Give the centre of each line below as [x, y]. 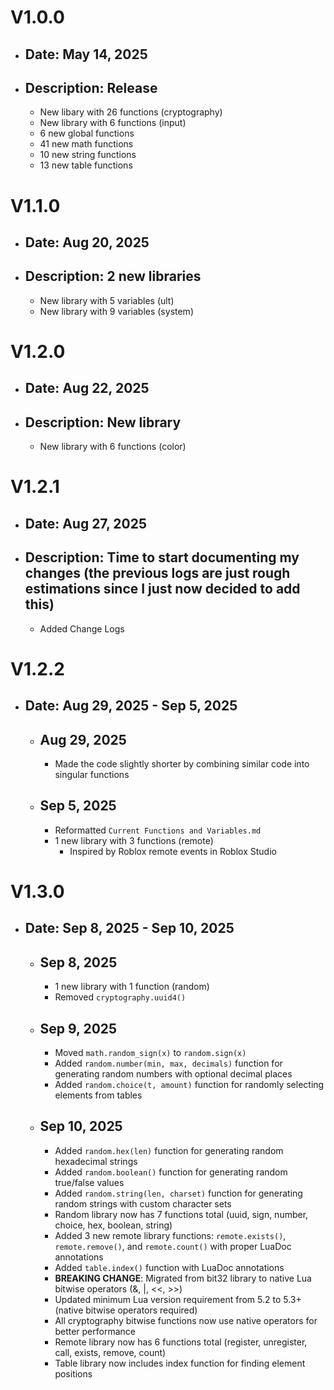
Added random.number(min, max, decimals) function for [168, 1063]
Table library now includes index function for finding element [180, 1363]
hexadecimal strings [96, 1161]
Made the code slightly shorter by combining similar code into [182, 763]
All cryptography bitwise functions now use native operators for [186, 1320]
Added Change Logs [82, 628]
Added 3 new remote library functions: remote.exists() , [170, 1235]
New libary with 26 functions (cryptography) [131, 112]
